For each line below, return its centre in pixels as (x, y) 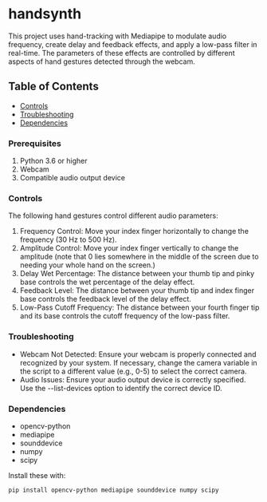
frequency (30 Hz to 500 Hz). (68, 239)
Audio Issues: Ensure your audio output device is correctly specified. (133, 379)
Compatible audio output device (73, 178)
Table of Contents (54, 87)
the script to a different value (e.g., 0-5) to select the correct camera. (133, 371)
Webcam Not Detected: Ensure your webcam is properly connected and (138, 354)
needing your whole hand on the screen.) (87, 265)
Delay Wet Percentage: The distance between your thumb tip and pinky (137, 274)
